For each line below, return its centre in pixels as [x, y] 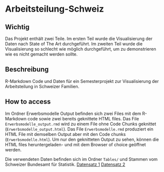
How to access [28, 102]
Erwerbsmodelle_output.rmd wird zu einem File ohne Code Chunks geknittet [81, 124]
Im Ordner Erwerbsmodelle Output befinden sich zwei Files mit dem [73, 114]
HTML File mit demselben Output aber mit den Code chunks [65, 134]
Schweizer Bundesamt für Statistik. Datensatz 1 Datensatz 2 [65, 164]
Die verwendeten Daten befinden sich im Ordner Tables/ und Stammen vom [81, 159]
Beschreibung [27, 69]
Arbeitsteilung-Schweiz [54, 9]
